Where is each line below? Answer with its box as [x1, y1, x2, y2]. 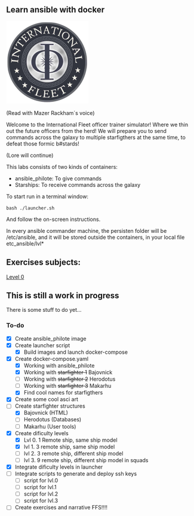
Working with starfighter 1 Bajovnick [23, 369, 113, 376]
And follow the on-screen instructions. [6, 215, 101, 223]
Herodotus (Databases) [23, 416, 82, 423]
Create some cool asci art [14, 396, 79, 403]
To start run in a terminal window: [6, 193, 88, 200]
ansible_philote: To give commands [14, 175, 102, 182]
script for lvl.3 [23, 497, 58, 505]
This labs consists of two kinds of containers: [6, 163, 118, 170]
